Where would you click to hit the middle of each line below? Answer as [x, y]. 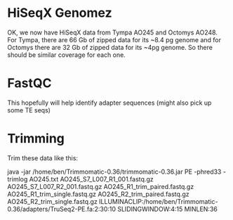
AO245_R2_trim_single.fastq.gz [53, 201]
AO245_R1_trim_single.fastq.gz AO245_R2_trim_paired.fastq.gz [98, 194]
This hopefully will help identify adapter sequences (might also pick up [109, 103]
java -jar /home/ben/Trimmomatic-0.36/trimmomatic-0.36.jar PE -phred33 [114, 172]
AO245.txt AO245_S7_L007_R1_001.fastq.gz [91, 179]
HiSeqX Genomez [60, 13]
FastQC [29, 83]
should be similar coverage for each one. [67, 55]
